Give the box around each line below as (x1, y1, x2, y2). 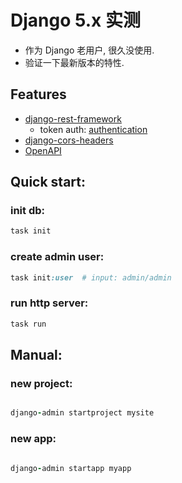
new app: (10, 432, 57, 446)
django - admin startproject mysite (10, 408, 155, 418)
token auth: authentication (39, 123, 148, 135)
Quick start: (10, 174, 87, 191)
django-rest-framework (24, 112, 122, 125)
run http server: (10, 296, 89, 310)
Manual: (10, 347, 63, 364)
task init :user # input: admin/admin (10, 272, 172, 283)
